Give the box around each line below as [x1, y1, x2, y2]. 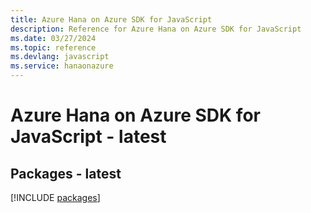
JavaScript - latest [10, 126, 167, 148]
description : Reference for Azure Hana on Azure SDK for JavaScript [10, 24, 302, 34]
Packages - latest [10, 165, 122, 182]
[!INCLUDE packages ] [10, 192, 101, 203]
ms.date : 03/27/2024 [10, 33, 97, 43]
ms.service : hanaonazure [10, 61, 114, 71]
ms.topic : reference [10, 42, 97, 53]
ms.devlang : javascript [10, 52, 110, 62]
